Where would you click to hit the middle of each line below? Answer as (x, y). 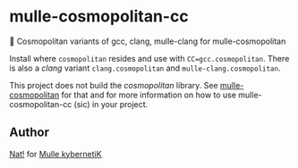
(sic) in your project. (111, 104)
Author (29, 133)
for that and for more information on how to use (149, 95)
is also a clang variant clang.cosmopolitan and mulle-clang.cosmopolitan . (145, 68)
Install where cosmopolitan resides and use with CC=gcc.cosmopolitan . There (149, 58)
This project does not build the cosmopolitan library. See (114, 85)
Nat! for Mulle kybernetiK (55, 154)
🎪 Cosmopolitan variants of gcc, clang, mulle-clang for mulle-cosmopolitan (148, 41)
